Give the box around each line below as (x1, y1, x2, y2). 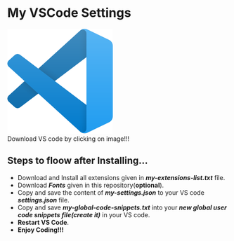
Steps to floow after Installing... (7, 155, 148, 167)
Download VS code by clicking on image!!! (7, 135, 130, 143)
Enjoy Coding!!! (17, 226, 65, 234)
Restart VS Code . (17, 218, 69, 226)
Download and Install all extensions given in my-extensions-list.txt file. (17, 173, 226, 181)
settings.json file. (17, 195, 70, 204)
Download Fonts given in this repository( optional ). (17, 181, 164, 189)
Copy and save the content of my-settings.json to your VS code (17, 188, 205, 197)
